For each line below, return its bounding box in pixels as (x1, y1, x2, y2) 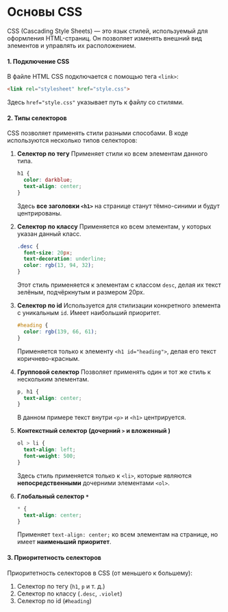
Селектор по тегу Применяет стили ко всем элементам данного (16, 150, 208, 158)
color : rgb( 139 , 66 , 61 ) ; (23, 328, 98, 335)
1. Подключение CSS (7, 57, 70, 65)
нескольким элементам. (16, 375, 89, 383)
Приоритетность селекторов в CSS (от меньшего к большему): (7, 569, 193, 577)
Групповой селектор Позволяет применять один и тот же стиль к (16, 368, 211, 376)
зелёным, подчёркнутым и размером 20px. (16, 288, 145, 296)
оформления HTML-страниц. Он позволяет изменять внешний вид (7, 34, 202, 42)
